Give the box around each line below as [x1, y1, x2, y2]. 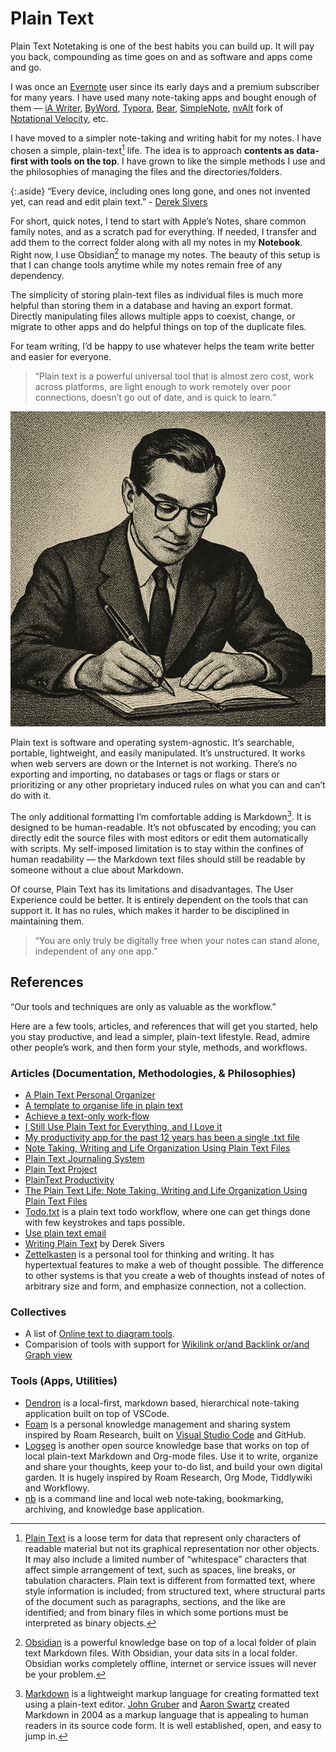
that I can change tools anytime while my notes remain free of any [10, 259, 283, 271]
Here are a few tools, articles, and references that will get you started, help [10, 1020, 318, 1032]
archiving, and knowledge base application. [24, 1503, 205, 1515]
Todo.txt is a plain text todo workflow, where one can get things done [24, 1206, 311, 1218]
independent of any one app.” [34, 945, 158, 957]
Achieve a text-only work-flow [24, 1110, 150, 1122]
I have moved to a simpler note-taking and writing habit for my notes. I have [10, 132, 322, 144]
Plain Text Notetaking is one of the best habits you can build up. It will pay [10, 40, 315, 52]
